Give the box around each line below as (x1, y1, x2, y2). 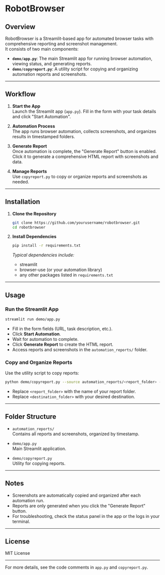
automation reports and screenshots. (12, 71, 87, 77)
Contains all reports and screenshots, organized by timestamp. (12, 431, 139, 437)
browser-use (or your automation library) (19, 267, 102, 273)
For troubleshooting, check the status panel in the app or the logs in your (12, 513, 160, 519)
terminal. (12, 518, 30, 524)
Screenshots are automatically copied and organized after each (12, 492, 141, 498)
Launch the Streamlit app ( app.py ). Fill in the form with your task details (12, 108, 156, 114)
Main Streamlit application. (12, 446, 66, 452)
